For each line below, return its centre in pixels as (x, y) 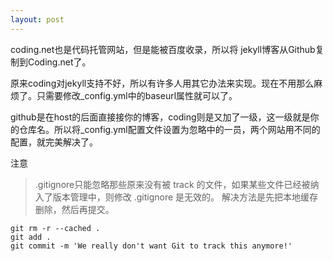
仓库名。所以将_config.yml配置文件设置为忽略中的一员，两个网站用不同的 (169, 129)
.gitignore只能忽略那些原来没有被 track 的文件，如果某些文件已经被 (172, 184)
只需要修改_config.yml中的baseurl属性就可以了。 (137, 95)
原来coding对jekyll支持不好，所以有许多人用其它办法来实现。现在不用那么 (162, 83)
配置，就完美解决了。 (54, 142)
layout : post (37, 19)
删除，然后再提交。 (74, 209)
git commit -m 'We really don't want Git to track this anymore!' (151, 246)
